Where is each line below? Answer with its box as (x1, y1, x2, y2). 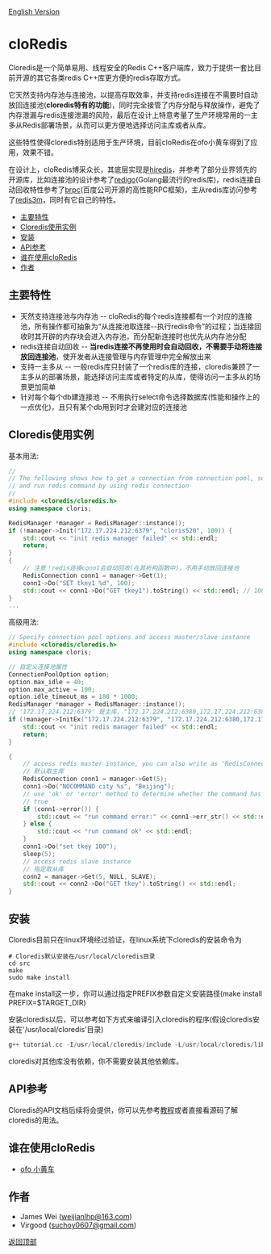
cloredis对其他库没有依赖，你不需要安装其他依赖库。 (8, 1056, 184, 1066)
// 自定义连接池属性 (8, 663, 68, 671)
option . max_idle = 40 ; (8, 678, 85, 686)
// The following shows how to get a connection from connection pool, (8, 474, 254, 483)
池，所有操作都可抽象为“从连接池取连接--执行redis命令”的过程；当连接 (19, 321, 255, 331)
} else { (23, 820, 52, 828)
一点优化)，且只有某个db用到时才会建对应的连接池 (19, 402, 188, 412)
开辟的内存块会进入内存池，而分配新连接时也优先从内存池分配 (41, 331, 247, 341)
